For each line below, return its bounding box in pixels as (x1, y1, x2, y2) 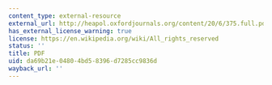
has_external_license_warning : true (8, 27, 132, 35)
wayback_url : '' (8, 65, 63, 73)
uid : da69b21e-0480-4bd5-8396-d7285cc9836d (8, 57, 158, 66)
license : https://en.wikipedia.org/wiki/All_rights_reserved (8, 34, 219, 43)
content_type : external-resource (8, 11, 121, 20)
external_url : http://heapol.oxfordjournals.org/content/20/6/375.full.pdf (8, 19, 270, 28)
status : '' (8, 42, 45, 50)
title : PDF (8, 49, 45, 57)
